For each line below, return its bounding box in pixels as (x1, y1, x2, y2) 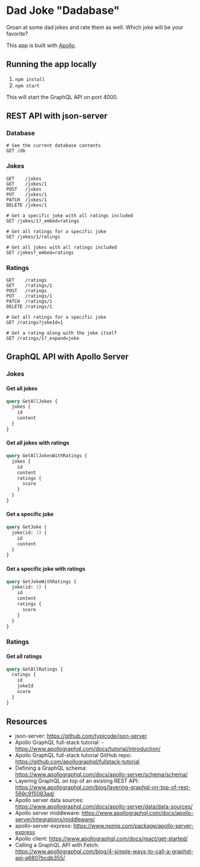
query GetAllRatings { (6, 666, 63, 672)
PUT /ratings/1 (6, 293, 52, 299)
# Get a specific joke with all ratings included (6, 213, 134, 219)
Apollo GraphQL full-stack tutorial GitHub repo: (14, 752, 132, 759)
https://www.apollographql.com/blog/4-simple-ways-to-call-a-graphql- (14, 848, 194, 855)
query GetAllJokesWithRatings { (6, 453, 87, 459)
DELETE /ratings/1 (6, 304, 52, 310)
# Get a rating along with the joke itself (6, 330, 117, 336)
